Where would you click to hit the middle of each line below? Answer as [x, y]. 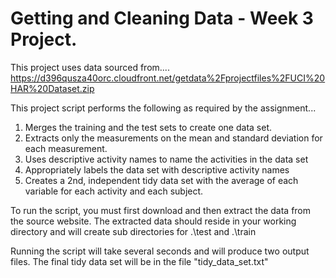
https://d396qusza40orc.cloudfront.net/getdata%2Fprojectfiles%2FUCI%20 [168, 78]
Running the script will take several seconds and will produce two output [160, 251]
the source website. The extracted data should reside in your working [153, 221]
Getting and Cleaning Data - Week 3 [162, 18]
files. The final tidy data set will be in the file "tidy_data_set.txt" [139, 261]
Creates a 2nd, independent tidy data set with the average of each [161, 180]
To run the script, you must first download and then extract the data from [161, 210]
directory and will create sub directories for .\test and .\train [133, 231]
